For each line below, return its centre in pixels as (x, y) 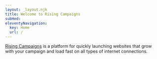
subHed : (13, 19)
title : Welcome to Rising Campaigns (43, 14)
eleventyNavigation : (26, 23)
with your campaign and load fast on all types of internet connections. (77, 51)
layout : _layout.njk (26, 10)
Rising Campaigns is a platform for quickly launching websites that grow (78, 46)
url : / (16, 32)
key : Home (20, 28)
